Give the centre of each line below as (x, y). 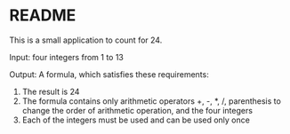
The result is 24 (51, 91)
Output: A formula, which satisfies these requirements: (109, 74)
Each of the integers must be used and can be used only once (136, 120)
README (43, 16)
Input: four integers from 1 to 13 (67, 57)
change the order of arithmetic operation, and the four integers (137, 110)
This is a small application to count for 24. (86, 40)
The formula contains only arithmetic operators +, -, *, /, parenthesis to (152, 101)
